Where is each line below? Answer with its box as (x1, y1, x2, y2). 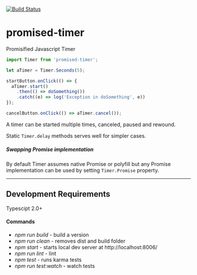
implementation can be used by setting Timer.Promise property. (6, 167, 159, 174)
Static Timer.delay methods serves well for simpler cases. (6, 132, 147, 139)
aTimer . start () (11, 83, 49, 89)
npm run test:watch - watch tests (14, 262, 95, 269)
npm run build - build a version (14, 231, 89, 238)
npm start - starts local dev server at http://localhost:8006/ (14, 243, 158, 250)
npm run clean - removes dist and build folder (14, 237, 126, 245)
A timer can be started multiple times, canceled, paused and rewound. (6, 121, 176, 128)
